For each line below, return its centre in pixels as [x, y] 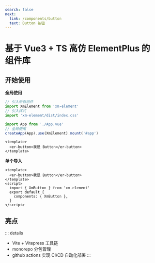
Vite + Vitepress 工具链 [35, 243]
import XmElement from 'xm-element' [42, 107]
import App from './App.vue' [34, 124]
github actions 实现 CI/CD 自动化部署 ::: [51, 255]
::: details [14, 233]
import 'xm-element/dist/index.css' [42, 115]
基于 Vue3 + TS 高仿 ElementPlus [72, 49]
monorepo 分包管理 [31, 249]
